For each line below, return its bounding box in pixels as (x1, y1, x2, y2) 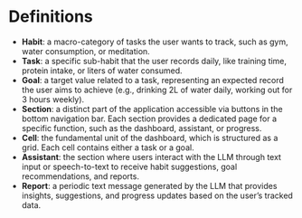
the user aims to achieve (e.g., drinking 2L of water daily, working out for (21, 84, 293, 95)
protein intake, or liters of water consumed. (21, 65, 183, 76)
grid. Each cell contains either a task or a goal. (21, 142, 195, 153)
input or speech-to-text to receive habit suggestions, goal (21, 161, 238, 172)
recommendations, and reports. (21, 170, 139, 182)
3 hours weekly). (21, 93, 85, 105)
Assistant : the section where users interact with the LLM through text (21, 151, 282, 162)
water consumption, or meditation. (21, 45, 150, 56)
